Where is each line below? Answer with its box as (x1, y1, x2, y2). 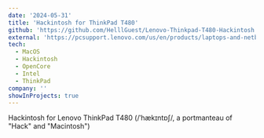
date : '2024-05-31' (8, 11, 72, 20)
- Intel (15, 70, 41, 78)
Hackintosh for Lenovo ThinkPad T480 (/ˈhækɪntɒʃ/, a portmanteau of (8, 113, 233, 122)
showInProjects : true (8, 92, 79, 100)
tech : (8, 41, 26, 49)
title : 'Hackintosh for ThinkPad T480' (8, 19, 139, 27)
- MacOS (15, 48, 41, 56)
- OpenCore (15, 63, 51, 71)
